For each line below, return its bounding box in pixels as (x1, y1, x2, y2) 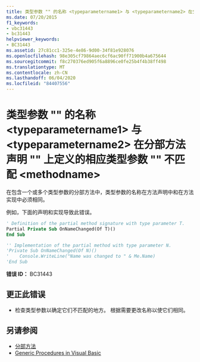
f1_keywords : (6, 20, 39, 26)
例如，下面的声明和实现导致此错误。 (6, 208, 95, 216)
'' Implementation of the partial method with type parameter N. (6, 242, 171, 248)
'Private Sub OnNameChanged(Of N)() (6, 248, 97, 254)
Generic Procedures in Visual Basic (14, 349, 101, 356)
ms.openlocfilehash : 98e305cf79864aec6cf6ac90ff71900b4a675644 (6, 53, 167, 59)
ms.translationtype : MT (6, 64, 65, 70)
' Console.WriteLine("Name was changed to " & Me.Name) (6, 254, 156, 260)
